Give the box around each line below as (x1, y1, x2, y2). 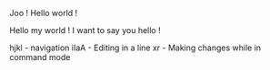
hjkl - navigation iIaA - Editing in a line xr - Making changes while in (9, 42, 262, 53)
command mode (9, 52, 71, 62)
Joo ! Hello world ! (9, 8, 78, 18)
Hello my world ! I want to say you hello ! (9, 25, 161, 35)
